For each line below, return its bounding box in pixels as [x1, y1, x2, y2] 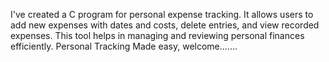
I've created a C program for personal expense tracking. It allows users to [10, 9, 314, 20]
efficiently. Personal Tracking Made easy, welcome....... [10, 40, 238, 52]
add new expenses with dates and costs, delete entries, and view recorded [10, 19, 320, 31]
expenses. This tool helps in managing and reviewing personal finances [10, 30, 305, 41]
